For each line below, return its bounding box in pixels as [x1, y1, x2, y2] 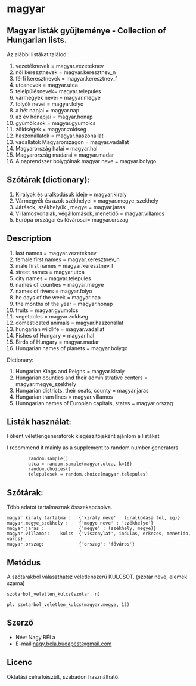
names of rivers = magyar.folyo [15, 287, 92, 295]
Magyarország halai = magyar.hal [15, 145, 98, 152]
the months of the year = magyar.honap [15, 300, 113, 307]
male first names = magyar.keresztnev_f [15, 262, 114, 269]
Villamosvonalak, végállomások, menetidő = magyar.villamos [15, 210, 165, 217]
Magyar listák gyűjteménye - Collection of [7, 26, 166, 36]
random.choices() [28, 466, 71, 472]
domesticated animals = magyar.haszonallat [15, 319, 124, 326]
